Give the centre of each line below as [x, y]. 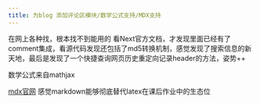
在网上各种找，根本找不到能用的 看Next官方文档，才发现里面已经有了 [119, 38]
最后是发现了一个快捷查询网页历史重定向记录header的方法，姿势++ [137, 58]
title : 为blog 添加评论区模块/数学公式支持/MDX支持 [85, 15]
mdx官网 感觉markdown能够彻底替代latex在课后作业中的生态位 [110, 91]
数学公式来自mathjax [42, 74]
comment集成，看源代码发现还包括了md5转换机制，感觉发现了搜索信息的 [126, 48]
